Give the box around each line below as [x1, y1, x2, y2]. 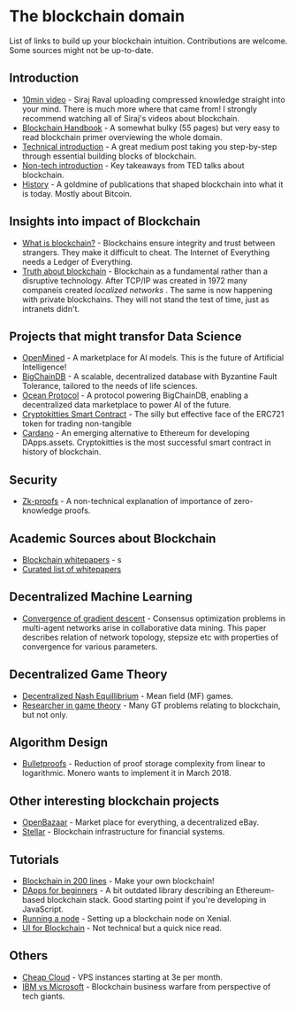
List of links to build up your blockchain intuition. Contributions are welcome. [9, 35, 288, 46]
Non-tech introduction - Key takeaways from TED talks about [21, 159, 245, 170]
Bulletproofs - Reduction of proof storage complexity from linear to [21, 758, 266, 769]
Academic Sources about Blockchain [9, 531, 216, 546]
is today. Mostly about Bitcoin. [21, 188, 133, 198]
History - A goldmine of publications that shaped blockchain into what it [21, 179, 284, 190]
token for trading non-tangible [21, 418, 133, 429]
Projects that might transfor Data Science [9, 329, 242, 344]
